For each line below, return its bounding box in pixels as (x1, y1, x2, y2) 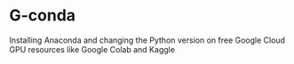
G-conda (9, 5, 76, 26)
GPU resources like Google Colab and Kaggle (9, 44, 176, 54)
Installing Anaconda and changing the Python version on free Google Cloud (9, 35, 286, 45)
